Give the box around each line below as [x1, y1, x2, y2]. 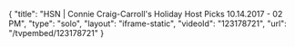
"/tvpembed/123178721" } [8, 28, 105, 38]
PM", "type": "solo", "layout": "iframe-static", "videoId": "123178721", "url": [8, 18, 288, 29]
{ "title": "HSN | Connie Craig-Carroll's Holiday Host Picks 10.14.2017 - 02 [8, 9, 283, 19]
